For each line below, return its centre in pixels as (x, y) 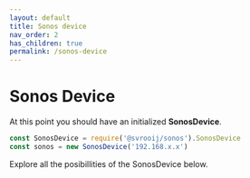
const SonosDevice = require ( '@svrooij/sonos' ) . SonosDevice (125, 138)
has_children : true (46, 43)
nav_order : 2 (34, 35)
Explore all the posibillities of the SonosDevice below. (109, 163)
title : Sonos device (48, 26)
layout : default (40, 18)
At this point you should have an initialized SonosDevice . (115, 122)
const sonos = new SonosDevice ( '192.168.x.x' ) (99, 146)
